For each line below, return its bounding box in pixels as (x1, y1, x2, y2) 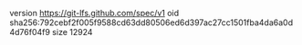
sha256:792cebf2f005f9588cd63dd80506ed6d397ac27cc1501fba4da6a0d (9, 17, 294, 28)
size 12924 (51, 27, 93, 37)
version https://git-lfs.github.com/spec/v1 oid (9, 8, 180, 18)
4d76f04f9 (9, 27, 50, 37)
